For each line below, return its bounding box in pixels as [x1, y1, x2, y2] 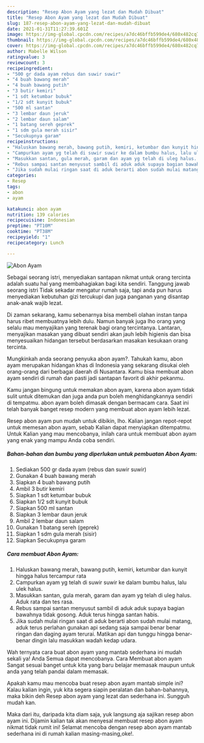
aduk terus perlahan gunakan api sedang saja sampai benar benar [15, 624, 181, 631]
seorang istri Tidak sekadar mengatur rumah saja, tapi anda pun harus [7, 286, 182, 294]
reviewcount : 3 [7, 59, 45, 66]
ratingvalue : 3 [7, 54, 45, 60]
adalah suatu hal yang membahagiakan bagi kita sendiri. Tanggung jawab [7, 280, 190, 287]
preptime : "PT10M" [7, 223, 53, 229]
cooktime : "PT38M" [7, 229, 53, 235]
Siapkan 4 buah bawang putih [15, 479, 91, 486]
